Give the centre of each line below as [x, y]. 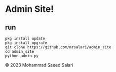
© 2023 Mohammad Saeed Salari [39, 65]
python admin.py [22, 56]
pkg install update [25, 38]
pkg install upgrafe [26, 43]
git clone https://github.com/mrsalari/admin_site [58, 47]
